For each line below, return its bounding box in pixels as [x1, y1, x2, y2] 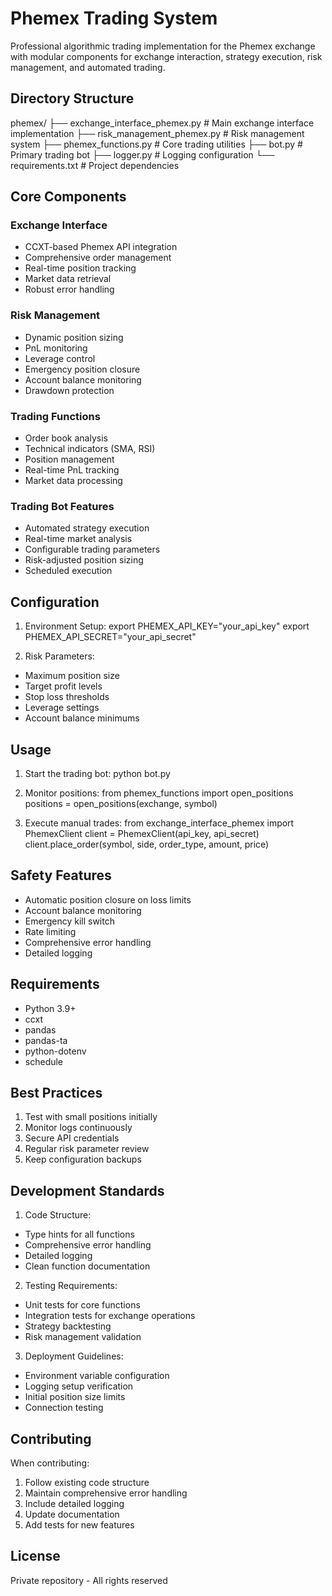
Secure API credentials [24, 1132, 120, 1144]
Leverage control [24, 352, 96, 364]
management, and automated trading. [10, 61, 166, 73]
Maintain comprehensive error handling [24, 1487, 188, 1499]
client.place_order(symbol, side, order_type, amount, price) [24, 838, 270, 850]
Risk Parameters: [24, 650, 95, 662]
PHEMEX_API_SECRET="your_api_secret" [24, 631, 197, 643]
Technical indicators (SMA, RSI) [24, 443, 156, 455]
